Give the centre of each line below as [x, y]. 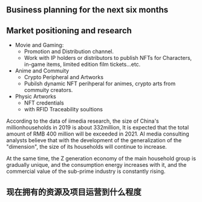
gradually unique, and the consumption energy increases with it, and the [96, 165]
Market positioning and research [69, 31]
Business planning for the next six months [87, 10]
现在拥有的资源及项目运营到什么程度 [74, 192]
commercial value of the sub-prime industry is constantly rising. [86, 171]
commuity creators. [48, 90]
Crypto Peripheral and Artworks [64, 77]
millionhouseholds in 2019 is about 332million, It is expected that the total [98, 128]
